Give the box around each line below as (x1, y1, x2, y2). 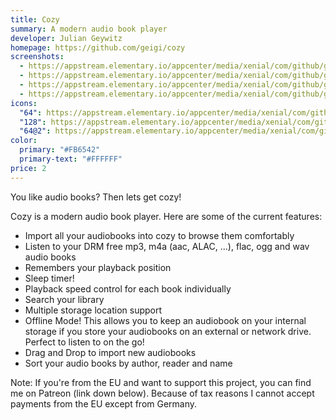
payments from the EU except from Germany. (10, 397, 198, 410)
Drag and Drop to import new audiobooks (24, 346, 197, 358)
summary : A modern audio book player (10, 24, 168, 34)
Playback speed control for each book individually (24, 282, 232, 295)
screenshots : (10, 52, 65, 62)
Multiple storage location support (24, 304, 163, 316)
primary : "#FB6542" (19, 145, 101, 155)
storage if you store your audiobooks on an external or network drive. (24, 325, 312, 337)
